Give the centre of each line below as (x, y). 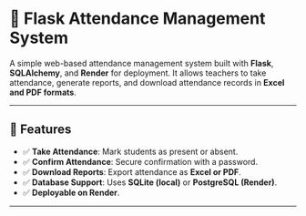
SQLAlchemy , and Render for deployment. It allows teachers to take (138, 73)
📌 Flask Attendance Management (138, 19)
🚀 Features (41, 130)
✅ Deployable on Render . (71, 192)
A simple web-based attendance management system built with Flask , (142, 63)
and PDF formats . (43, 92)
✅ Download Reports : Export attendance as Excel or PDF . (132, 171)
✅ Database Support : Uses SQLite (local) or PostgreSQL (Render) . (150, 182)
